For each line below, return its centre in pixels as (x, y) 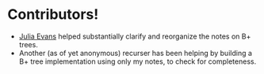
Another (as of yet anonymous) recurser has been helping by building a (136, 53)
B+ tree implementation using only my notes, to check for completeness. (138, 61)
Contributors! (53, 15)
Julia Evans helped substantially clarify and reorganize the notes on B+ (135, 36)
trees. (29, 44)
